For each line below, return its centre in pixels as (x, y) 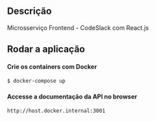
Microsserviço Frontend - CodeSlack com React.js (78, 27)
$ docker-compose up (37, 81)
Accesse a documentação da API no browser (72, 96)
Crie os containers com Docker (52, 66)
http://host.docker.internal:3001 (56, 111)
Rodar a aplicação (46, 50)
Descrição (29, 11)
